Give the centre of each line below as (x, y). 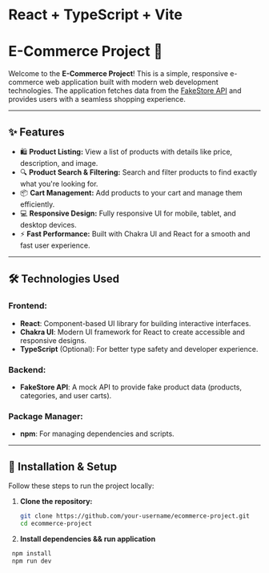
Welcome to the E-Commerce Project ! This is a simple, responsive (118, 74)
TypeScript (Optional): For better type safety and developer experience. (139, 349)
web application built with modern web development (132, 83)
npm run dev (32, 561)
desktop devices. (48, 224)
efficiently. (37, 204)
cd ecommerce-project (56, 523)
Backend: (27, 369)
